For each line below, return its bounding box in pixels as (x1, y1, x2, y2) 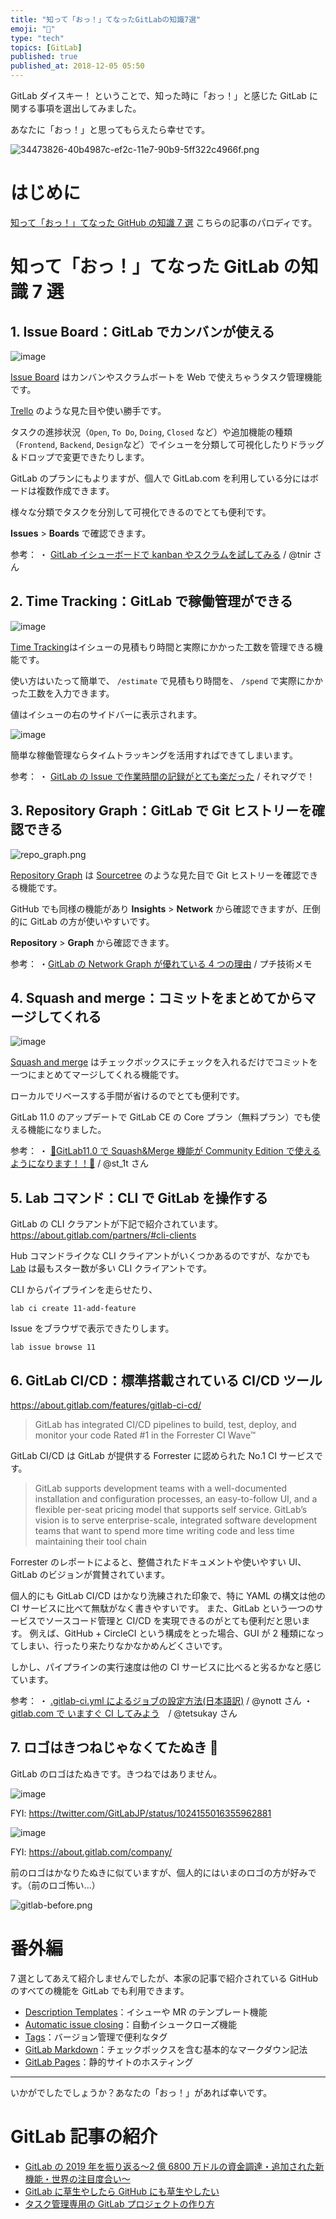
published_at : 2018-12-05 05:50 (10, 61, 145, 71)
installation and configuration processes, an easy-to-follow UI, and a (34, 1493, 318, 1505)
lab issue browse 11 (10, 1342, 97, 1353)
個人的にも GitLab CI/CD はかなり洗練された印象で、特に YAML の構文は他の (10, 1590, 326, 1601)
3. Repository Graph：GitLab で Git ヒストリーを (10, 802, 313, 820)
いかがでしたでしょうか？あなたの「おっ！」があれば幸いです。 (10, 2086, 273, 2098)
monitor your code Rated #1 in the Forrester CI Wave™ (34, 1429, 257, 1441)
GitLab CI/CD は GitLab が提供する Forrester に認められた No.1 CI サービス (10, 1450, 315, 1461)
